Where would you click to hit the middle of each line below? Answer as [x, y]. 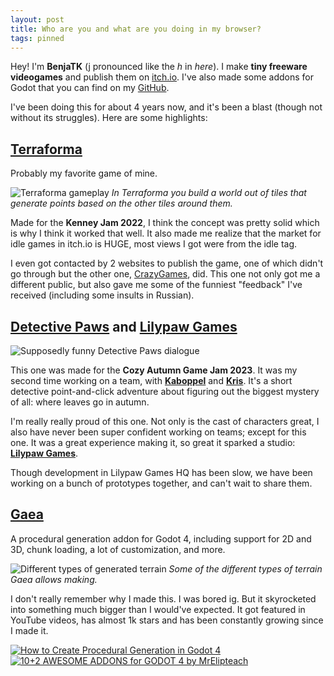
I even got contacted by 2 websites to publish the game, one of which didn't [167, 263]
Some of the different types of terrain [245, 568]
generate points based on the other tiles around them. [121, 203]
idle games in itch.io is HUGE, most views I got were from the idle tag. [154, 244]
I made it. [29, 630]
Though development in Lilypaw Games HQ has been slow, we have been [161, 472]
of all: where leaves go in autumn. [80, 402]
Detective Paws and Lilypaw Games [124, 326]
